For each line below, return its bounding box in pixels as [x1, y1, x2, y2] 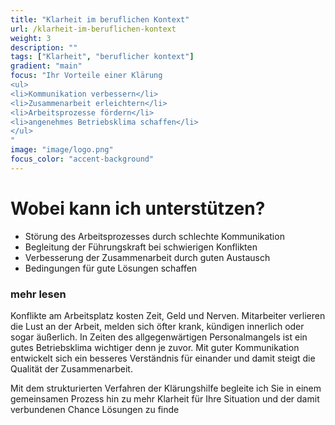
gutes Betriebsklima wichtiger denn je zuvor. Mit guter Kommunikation [10, 341, 300, 353]
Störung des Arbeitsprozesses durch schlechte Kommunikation [24, 230, 285, 242]
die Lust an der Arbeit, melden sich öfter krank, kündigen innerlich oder [10, 320, 305, 332]
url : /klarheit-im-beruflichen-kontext [10, 24, 177, 34]
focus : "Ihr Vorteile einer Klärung [10, 71, 163, 81]
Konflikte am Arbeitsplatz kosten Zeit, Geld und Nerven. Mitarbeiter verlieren [10, 309, 326, 321]
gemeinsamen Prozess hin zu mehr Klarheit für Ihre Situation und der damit [10, 392, 320, 405]
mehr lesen [10, 287, 67, 301]
